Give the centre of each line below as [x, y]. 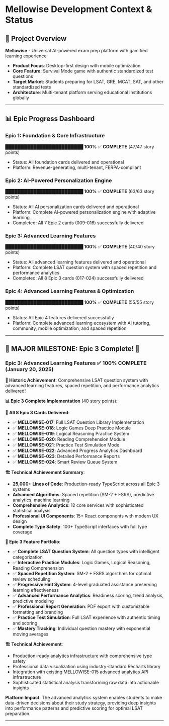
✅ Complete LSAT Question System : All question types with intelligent [86, 552]
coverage [22, 532]
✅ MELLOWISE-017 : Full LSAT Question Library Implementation [78, 422]
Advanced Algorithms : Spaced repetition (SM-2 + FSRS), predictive [83, 495]
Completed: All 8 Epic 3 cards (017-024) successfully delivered [78, 278]
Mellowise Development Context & [79, 9]
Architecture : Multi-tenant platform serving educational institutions [82, 92]
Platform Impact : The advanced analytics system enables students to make [84, 698]
